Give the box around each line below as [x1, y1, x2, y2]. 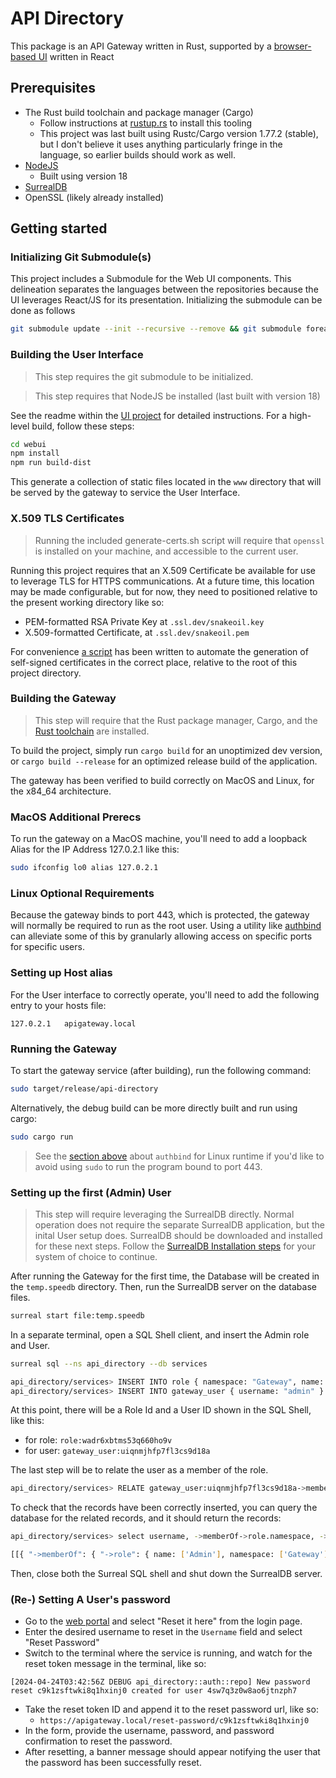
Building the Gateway [10, 692, 117, 706]
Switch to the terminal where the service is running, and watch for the [24, 1647, 313, 1659]
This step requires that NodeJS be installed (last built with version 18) [34, 390, 321, 402]
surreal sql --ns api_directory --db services [10, 1358, 208, 1369]
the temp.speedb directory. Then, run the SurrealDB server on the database [10, 1280, 317, 1292]
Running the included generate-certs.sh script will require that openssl [34, 534, 325, 546]
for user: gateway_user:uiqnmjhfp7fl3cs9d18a [24, 1445, 211, 1457]
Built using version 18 [39, 170, 128, 182]
